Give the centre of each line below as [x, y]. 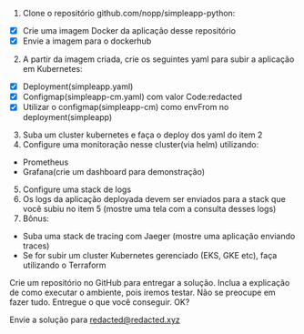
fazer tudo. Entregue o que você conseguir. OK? [100, 302]
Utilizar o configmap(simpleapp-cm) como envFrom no [126, 107]
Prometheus [46, 162]
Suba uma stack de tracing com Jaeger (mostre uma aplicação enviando [159, 237]
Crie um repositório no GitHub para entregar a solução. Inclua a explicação [150, 283]
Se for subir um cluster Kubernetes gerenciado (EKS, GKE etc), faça [150, 256]
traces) [36, 246]
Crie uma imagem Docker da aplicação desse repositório [129, 30]
